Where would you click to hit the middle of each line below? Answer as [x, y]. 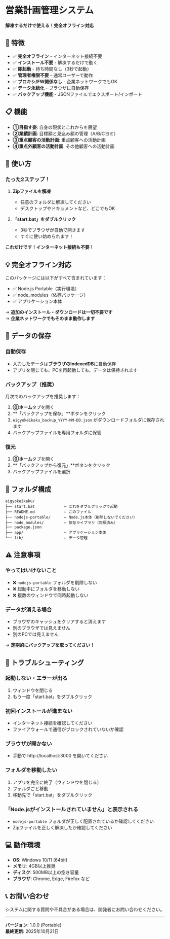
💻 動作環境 [23, 845]
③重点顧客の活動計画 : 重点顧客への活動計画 [59, 140]
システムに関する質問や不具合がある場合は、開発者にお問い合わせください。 [85, 909]
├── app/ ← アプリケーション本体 [56, 533]
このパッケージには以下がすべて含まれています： [56, 278]
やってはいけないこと [31, 570]
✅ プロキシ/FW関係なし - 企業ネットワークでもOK [65, 81]
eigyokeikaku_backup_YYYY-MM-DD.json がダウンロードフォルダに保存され [88, 420]
